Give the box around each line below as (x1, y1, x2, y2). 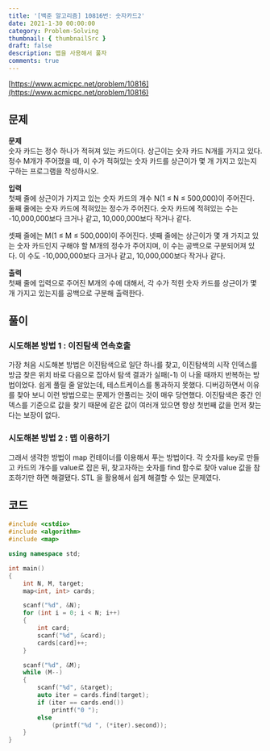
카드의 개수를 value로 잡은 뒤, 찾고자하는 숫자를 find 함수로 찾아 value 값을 (16, 462, 252, 472)
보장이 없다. (23, 411, 60, 420)
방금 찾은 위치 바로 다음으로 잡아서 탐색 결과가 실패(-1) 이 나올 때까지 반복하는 (8, 370, 251, 380)
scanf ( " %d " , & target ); (37, 683, 114, 692)
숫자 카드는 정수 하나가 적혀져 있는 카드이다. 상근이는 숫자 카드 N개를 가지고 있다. (8, 146, 263, 156)
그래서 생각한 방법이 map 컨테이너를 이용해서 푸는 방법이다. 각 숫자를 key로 (8, 453, 245, 462)
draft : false (8, 42, 52, 50)
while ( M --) (23, 669, 63, 677)
